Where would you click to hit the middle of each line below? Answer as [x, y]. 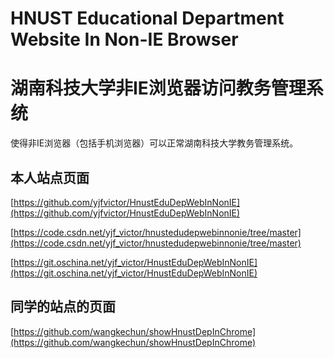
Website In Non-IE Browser [124, 39]
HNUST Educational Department [147, 18]
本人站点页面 [50, 177]
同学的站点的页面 [63, 307]
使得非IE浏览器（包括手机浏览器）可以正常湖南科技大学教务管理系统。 [154, 143]
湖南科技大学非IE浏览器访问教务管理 [158, 88]
